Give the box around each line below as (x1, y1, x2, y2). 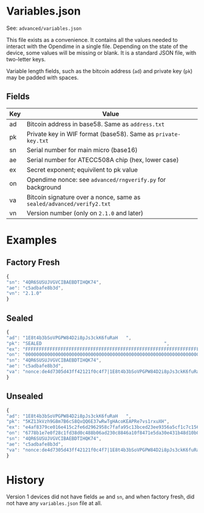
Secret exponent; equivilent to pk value (26, 166, 138, 174)
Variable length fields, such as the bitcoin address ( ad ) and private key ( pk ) (6, 67, 193, 74)
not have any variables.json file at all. (6, 500, 102, 507)
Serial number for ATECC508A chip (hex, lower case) (26, 155, 179, 164)
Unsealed (6, 391, 44, 402)
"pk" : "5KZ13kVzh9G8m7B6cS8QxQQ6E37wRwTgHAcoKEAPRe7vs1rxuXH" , (6, 419, 170, 425)
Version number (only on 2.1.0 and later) (26, 209, 144, 217)
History (6, 473, 45, 487)
